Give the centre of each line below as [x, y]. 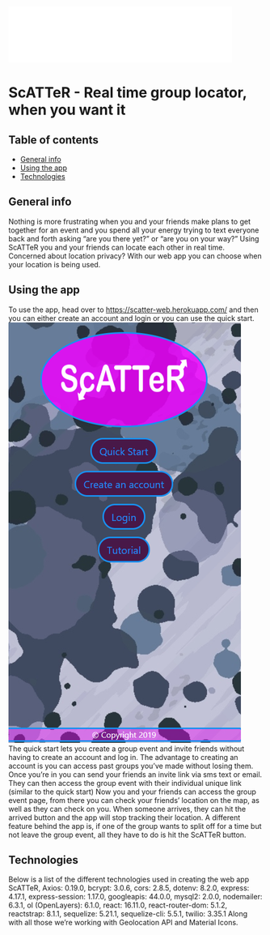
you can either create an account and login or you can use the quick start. [131, 318]
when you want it [67, 110]
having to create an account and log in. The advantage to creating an [123, 757]
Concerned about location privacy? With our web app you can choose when [135, 256]
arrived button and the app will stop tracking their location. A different [124, 818]
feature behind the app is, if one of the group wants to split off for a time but [135, 826]
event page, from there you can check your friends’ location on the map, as [134, 800]
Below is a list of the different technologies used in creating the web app [129, 879]
